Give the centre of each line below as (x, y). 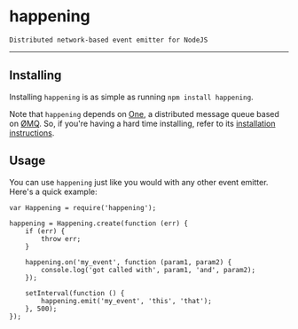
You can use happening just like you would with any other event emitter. (139, 182)
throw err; (61, 239)
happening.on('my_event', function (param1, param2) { (129, 262)
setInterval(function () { (75, 293)
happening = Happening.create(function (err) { (99, 223)
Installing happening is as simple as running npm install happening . (132, 97)
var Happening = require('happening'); (83, 208)
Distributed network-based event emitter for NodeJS (109, 40)
